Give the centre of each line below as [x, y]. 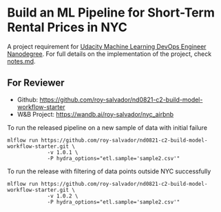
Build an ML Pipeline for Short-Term [111, 13]
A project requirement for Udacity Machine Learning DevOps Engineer [107, 46]
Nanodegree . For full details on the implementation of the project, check [109, 54]
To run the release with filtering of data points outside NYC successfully [109, 171]
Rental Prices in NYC [67, 27]
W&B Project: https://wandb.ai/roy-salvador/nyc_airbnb [95, 114]
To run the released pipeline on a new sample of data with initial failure [107, 127]
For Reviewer [36, 83]
